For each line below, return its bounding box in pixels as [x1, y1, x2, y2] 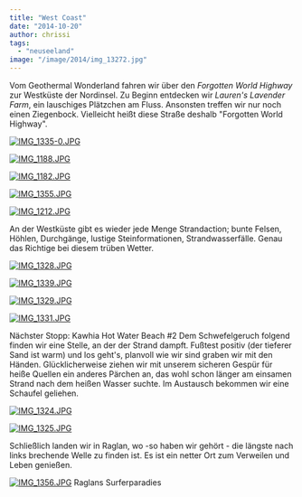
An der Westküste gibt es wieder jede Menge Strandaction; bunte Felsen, [9, 223, 282, 234]
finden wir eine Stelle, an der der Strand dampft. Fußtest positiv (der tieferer [9, 340, 292, 351]
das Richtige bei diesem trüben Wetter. [9, 243, 154, 253]
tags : [9, 38, 30, 48]
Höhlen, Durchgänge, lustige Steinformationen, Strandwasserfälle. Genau [9, 233, 283, 244]
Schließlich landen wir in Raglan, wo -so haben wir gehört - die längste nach [9, 440, 294, 451]
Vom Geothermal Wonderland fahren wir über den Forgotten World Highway [9, 80, 293, 90]
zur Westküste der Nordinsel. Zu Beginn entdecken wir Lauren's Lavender [9, 89, 286, 100]
